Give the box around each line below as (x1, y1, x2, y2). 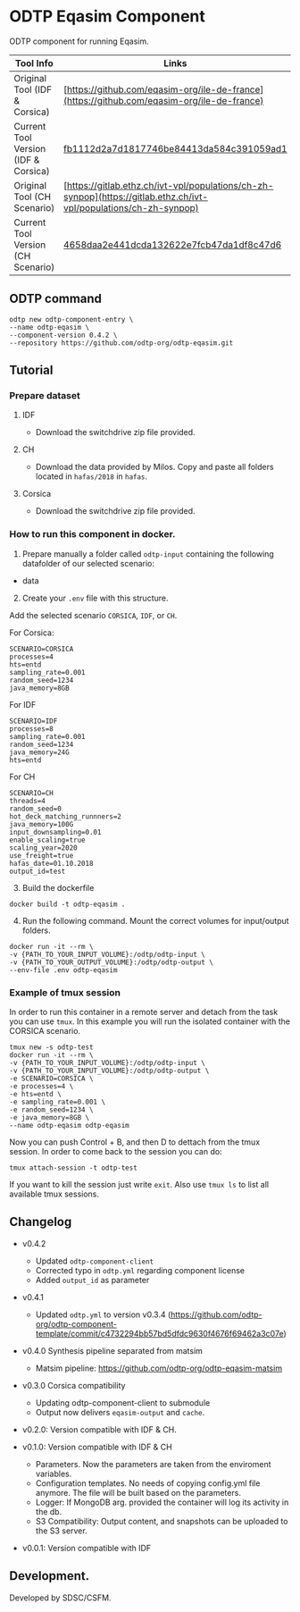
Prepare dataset (9, 390, 80, 402)
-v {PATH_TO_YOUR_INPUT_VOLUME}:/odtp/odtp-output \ (9, 1066, 210, 1076)
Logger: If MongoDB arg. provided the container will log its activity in (35, 1497, 289, 1507)
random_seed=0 (9, 804, 62, 813)
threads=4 (9, 796, 46, 805)
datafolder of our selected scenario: (21, 558, 154, 568)
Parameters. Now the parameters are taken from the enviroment (35, 1458, 271, 1469)
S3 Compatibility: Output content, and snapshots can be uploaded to (35, 1515, 288, 1526)
